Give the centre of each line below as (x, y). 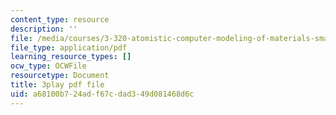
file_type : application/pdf (69, 47)
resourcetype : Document (60, 76)
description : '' (44, 29)
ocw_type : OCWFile (48, 66)
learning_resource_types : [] (71, 57)
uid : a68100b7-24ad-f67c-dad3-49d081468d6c (102, 94)
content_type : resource (60, 19)
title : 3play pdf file (57, 85)
